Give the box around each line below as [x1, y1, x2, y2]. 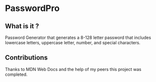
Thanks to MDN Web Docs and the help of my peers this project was [5, 66, 142, 72]
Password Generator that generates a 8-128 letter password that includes [5, 35, 151, 40]
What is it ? [5, 22, 40, 30]
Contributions [5, 54, 48, 62]
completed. [5, 71, 28, 77]
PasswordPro [5, 3, 60, 14]
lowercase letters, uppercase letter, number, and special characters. [5, 40, 141, 46]
